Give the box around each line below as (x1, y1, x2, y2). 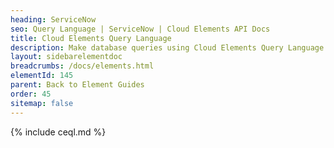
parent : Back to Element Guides (10, 80, 145, 90)
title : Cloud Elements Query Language (10, 33, 172, 43)
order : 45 (10, 89, 52, 99)
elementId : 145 (10, 71, 74, 81)
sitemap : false (10, 98, 74, 108)
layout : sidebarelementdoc (10, 52, 123, 62)
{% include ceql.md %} (10, 126, 107, 138)
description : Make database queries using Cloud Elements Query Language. (10, 42, 329, 53)
